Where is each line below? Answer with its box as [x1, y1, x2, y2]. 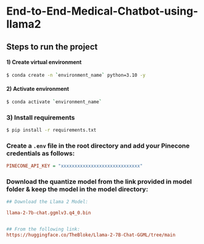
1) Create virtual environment [6, 59, 82, 66]
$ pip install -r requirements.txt [6, 127, 97, 134]
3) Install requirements [6, 113, 75, 121]
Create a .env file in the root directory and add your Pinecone [6, 142, 190, 150]
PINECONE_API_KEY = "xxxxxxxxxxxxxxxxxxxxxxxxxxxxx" [6, 163, 143, 169]
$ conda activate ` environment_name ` [6, 99, 102, 105]
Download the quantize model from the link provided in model [6, 178, 192, 185]
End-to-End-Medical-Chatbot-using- [6, 4, 199, 18]
